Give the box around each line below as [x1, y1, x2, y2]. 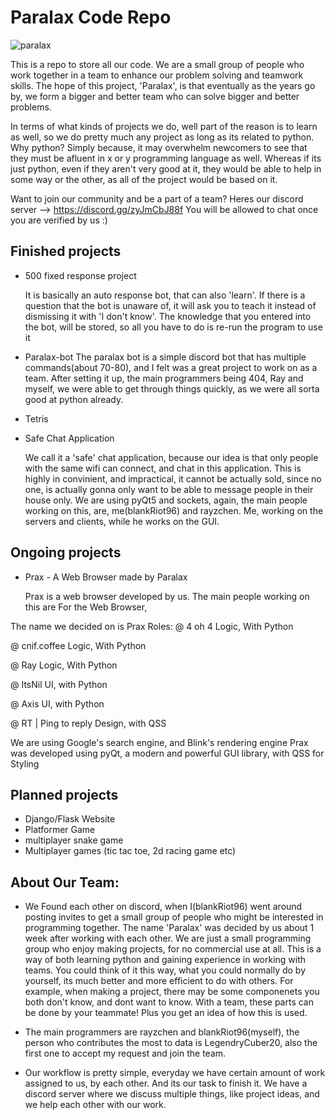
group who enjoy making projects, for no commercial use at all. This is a [24, 943, 322, 955]
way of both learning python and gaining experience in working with [24, 954, 307, 966]
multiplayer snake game [24, 834, 124, 846]
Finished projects [10, 243, 122, 260]
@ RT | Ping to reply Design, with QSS [10, 717, 167, 729]
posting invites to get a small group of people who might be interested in [24, 911, 324, 923]
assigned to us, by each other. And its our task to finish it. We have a [24, 1077, 308, 1090]
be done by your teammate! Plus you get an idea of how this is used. [24, 1007, 308, 1019]
